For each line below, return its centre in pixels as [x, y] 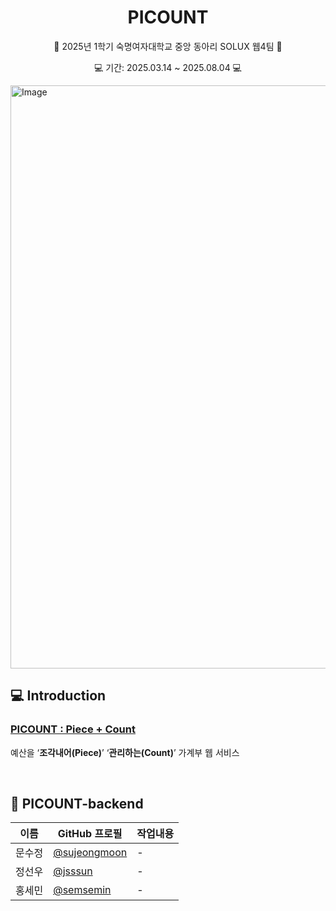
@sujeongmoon [90, 853]
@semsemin [82, 890]
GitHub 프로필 [90, 834]
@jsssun [73, 871]
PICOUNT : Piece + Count [73, 729]
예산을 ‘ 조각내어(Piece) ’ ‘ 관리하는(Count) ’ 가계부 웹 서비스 [125, 752]
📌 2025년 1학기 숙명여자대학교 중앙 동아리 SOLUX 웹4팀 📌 [168, 46]
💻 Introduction [58, 696]
